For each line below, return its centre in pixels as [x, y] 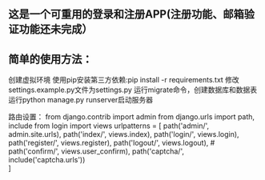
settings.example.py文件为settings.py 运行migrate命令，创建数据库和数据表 [133, 90]
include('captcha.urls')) [47, 160]
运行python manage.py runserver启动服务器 [81, 100]
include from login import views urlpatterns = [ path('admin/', [109, 126]
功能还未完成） [56, 29]
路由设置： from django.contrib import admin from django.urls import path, [131, 117]
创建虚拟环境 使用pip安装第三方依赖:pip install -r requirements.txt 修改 [124, 80]
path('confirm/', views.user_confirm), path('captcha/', [96, 151]
